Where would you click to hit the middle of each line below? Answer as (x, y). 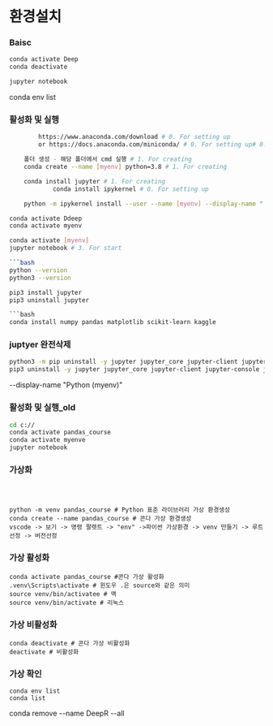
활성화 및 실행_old (43, 408)
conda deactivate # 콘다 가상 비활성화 (70, 643)
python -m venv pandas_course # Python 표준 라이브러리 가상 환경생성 (119, 510)
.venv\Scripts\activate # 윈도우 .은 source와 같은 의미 (100, 586)
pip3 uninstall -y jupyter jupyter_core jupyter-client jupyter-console (134, 369)
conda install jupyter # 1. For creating (94, 181)
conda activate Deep (44, 59)
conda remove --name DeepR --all (67, 713)
